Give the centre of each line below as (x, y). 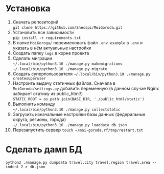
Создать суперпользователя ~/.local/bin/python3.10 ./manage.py (82, 74)
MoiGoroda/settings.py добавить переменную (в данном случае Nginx (86, 88)
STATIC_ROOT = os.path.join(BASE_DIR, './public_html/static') (79, 99)
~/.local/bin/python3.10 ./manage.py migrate (60, 69)
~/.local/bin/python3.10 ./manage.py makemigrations (68, 64)
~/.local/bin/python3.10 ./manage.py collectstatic (66, 109)
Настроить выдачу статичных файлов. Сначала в (64, 83)
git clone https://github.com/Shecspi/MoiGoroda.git (68, 27)
